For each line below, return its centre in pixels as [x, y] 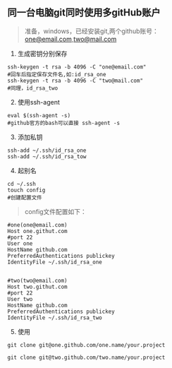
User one [20, 243]
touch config [26, 190]
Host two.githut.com [38, 287]
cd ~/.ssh [22, 184]
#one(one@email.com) [38, 225]
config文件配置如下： [55, 211]
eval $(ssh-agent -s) [39, 115]
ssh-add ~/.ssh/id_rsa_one [47, 150]
